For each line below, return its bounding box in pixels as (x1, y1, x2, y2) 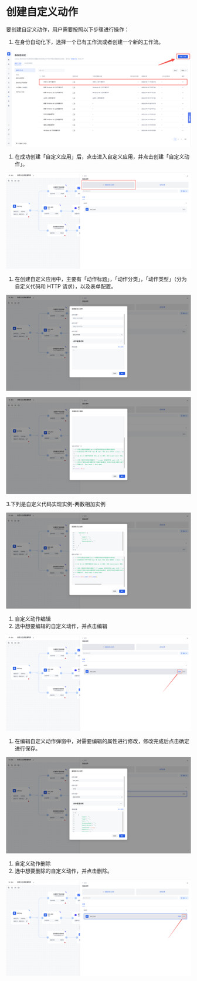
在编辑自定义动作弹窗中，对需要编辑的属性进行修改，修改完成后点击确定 (14, 738, 189, 745)
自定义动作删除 (14, 860, 51, 867)
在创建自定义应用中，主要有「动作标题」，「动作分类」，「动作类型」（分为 (14, 276, 187, 283)
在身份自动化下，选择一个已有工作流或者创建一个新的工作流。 (14, 38, 164, 45)
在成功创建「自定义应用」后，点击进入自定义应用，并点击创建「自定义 (14, 153, 185, 160)
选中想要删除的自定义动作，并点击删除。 (14, 867, 113, 874)
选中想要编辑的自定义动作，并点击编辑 (14, 623, 107, 630)
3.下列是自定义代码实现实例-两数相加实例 (6, 500, 106, 507)
